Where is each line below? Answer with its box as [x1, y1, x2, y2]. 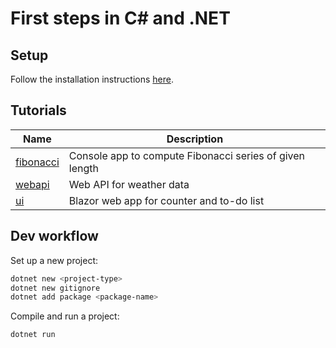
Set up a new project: [10, 254, 98, 266]
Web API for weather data [68, 177, 190, 191]
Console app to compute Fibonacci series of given [68, 148, 306, 162]
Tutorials [10, 102, 67, 119]
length [68, 161, 99, 175]
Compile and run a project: [10, 310, 120, 322]
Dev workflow [10, 228, 99, 245]
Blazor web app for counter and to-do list [68, 193, 265, 207]
